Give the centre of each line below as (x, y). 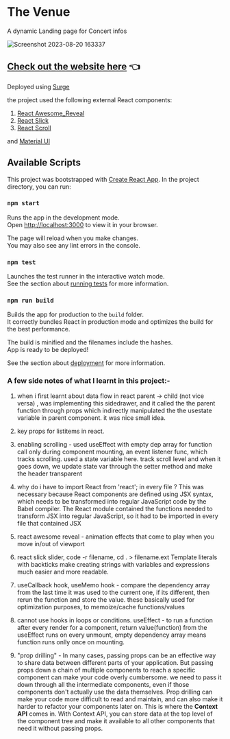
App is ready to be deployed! (48, 350)
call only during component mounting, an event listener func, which (112, 451)
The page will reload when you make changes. (73, 238)
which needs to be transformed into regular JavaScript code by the (112, 501)
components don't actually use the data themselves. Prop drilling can (115, 692)
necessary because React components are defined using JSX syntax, (115, 494)
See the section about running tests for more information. (88, 284)
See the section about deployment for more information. (86, 363)
